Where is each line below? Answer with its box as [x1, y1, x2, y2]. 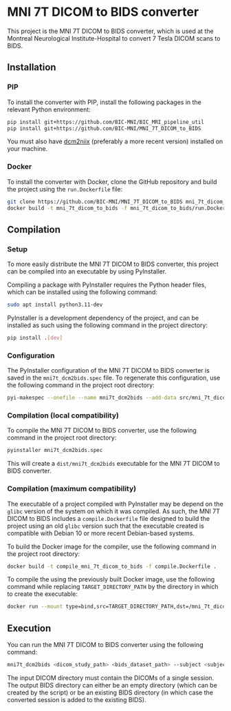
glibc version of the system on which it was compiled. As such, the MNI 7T [7, 507, 220, 515]
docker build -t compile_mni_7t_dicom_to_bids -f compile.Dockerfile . [7, 563, 217, 570]
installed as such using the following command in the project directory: [7, 321, 208, 329]
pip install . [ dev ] [7, 334, 63, 341]
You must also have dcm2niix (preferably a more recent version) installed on [7, 137, 223, 145]
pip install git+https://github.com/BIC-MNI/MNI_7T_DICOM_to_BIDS [7, 125, 201, 132]
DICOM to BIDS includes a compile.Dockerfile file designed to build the [7, 514, 210, 522]
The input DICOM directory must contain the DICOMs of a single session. [7, 673, 214, 682]
